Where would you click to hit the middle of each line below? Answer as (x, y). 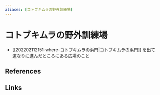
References (23, 71)
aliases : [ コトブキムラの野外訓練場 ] (39, 9)
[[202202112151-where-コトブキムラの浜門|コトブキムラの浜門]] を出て (84, 50)
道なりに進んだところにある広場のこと (51, 56)
